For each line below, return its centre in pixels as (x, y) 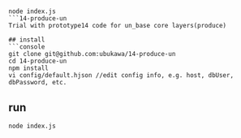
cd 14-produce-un (38, 61)
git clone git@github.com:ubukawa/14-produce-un (92, 54)
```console (27, 47)
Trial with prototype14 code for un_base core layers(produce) (118, 26)
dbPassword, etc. (38, 83)
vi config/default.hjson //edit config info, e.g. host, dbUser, (121, 75)
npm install (28, 68)
